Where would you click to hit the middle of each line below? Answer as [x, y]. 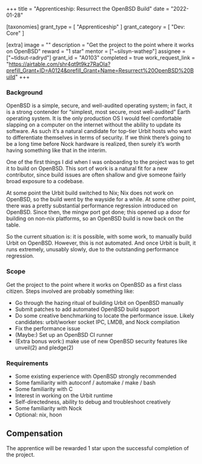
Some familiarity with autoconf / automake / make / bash [85, 383]
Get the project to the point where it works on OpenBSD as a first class [94, 284]
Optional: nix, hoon [38, 415]
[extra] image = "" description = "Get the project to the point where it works [100, 45]
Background [25, 92]
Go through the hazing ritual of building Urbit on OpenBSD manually [99, 303]
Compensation [35, 434]
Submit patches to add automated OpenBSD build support [87, 309]
